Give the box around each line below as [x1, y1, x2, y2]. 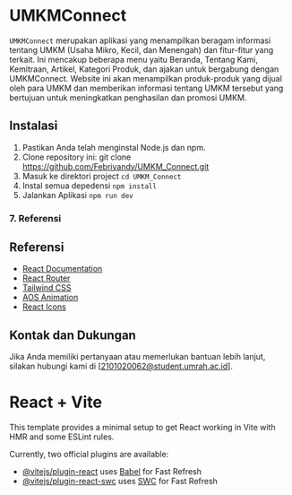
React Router [21, 273, 71, 283]
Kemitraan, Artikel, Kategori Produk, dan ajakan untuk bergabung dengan [9, 64, 279, 74]
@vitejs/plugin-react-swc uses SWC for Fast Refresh [21, 476, 218, 487]
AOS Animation [21, 292, 79, 303]
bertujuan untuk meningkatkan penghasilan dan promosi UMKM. [9, 91, 247, 103]
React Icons [21, 301, 67, 312]
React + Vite [9, 392, 103, 412]
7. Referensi [9, 212, 62, 224]
